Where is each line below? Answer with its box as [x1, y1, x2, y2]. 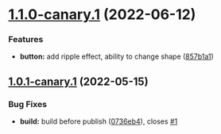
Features [8, 34, 44, 45]
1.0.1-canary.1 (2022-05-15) [8, 75, 149, 88]
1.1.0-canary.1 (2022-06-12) [8, 6, 196, 24]
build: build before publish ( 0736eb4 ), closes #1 [19, 117, 178, 126]
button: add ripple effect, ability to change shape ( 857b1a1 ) [19, 52, 215, 61]
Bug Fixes [8, 98, 48, 109]
